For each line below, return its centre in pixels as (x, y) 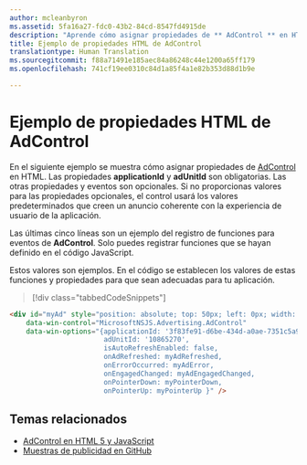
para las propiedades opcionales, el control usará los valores (124, 196)
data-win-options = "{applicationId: (94, 331)
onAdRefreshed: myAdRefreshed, (163, 357)
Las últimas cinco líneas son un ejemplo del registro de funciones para (142, 233)
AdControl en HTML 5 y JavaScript (88, 441)
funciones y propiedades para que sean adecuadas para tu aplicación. (143, 280)
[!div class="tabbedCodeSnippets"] (99, 297)
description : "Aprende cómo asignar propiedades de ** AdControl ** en (148, 35)
